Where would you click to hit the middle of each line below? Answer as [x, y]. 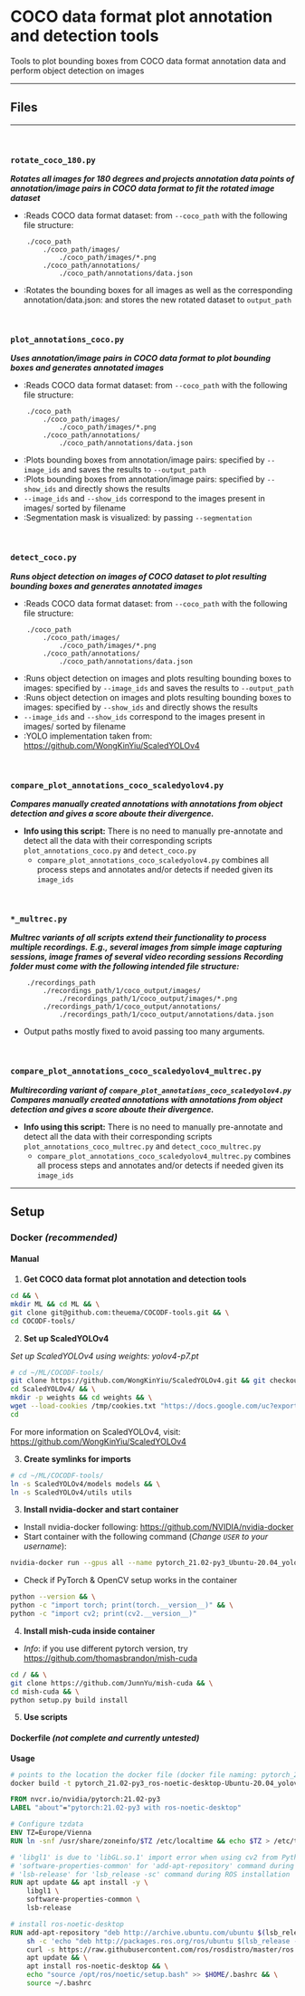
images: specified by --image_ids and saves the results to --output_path [158, 688]
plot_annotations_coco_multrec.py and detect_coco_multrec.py [142, 1146]
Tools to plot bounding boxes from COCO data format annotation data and [148, 61]
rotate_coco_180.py [53, 160]
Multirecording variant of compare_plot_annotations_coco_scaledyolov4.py [151, 1090]
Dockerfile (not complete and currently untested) [105, 1738]
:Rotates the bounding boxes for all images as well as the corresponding [158, 291]
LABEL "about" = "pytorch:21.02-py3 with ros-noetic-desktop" [126, 1808]
